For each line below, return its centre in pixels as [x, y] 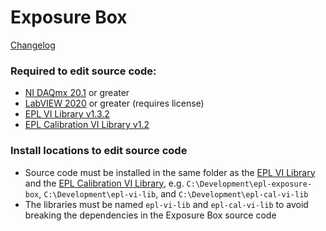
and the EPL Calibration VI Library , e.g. [104, 183]
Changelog [33, 45]
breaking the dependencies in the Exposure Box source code [150, 215]
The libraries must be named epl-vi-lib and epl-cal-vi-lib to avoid [166, 204]
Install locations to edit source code [99, 151]
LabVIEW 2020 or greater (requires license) [114, 103]
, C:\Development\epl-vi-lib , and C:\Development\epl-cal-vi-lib [173, 193]
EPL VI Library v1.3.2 [67, 114]
